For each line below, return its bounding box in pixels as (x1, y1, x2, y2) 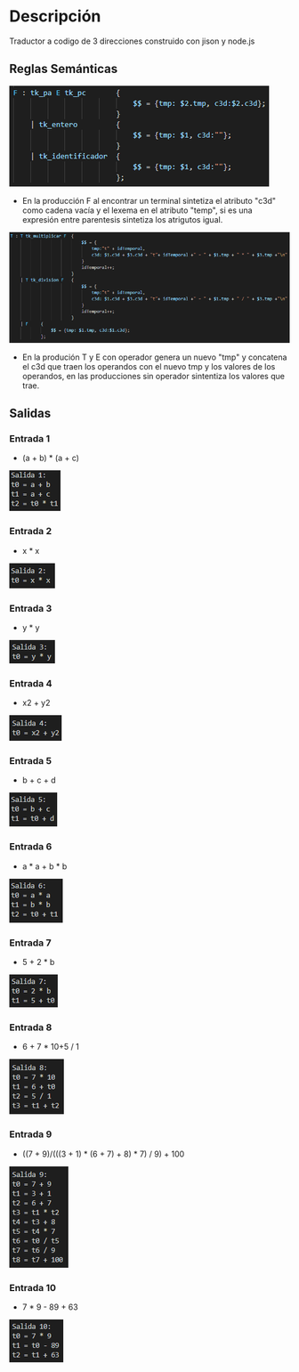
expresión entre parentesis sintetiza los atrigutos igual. (21, 214, 223, 224)
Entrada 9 (9, 1128, 53, 1141)
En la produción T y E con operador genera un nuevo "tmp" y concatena (21, 352, 287, 362)
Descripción (9, 6, 101, 27)
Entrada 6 (9, 840, 53, 853)
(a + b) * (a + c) (21, 452, 80, 464)
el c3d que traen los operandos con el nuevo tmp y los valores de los (21, 361, 276, 371)
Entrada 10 (9, 1281, 56, 1294)
